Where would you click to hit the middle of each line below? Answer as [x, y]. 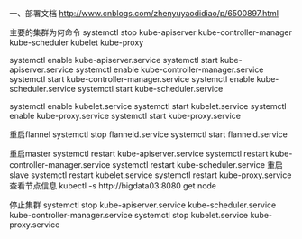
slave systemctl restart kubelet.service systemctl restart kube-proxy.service [151, 175]
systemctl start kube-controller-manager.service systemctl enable [132, 79]
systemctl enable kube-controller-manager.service [169, 69]
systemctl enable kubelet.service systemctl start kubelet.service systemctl [148, 106]
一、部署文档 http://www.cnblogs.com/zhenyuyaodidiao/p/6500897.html [144, 13]
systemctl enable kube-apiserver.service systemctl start [114, 60]
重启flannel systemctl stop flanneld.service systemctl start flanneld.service [149, 134]
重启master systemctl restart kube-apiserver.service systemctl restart [139, 153]
